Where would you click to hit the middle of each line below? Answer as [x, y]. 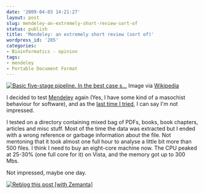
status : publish [27, 29]
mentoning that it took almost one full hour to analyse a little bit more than [99, 142]
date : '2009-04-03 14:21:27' [43, 12]
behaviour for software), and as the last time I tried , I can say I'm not [92, 104]
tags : [13, 57]
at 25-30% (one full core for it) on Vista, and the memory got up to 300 [96, 154]
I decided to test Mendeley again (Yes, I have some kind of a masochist [96, 97]
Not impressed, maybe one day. [46, 173]
